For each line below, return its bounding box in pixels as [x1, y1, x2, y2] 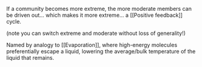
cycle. [6, 18, 21, 25]
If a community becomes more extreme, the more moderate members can [6, 5, 192, 12]
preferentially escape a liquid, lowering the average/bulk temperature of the [6, 48, 196, 55]
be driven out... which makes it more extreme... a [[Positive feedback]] [6, 11, 183, 19]
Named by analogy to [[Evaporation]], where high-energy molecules [6, 42, 178, 48]
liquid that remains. [6, 54, 55, 61]
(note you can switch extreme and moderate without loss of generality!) [6, 30, 186, 37]
